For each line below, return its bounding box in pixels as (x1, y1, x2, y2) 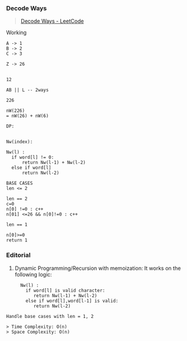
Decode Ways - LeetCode (20, 18, 84, 25)
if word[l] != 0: (11, 155, 54, 160)
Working (6, 29, 27, 36)
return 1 (6, 237, 28, 243)
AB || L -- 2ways (6, 87, 49, 93)
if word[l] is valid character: (25, 287, 105, 294)
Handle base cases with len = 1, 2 (6, 313, 94, 319)
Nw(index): (6, 139, 33, 145)
